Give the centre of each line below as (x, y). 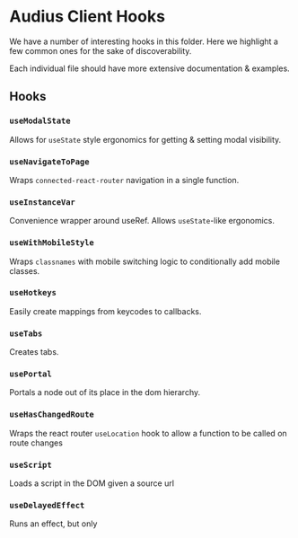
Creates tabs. (34, 352)
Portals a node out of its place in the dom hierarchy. (105, 392)
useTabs (26, 333)
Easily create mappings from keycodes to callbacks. (105, 311)
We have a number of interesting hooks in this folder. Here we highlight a (144, 41)
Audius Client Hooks (88, 17)
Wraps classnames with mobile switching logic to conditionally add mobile (145, 261)
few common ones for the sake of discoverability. (101, 50)
